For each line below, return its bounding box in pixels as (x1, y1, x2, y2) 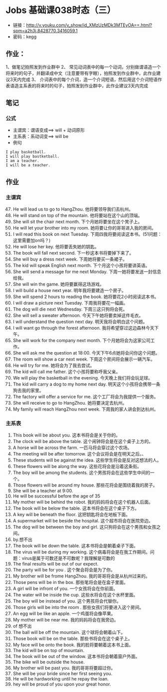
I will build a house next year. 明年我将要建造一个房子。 (12, 287, 127, 293)
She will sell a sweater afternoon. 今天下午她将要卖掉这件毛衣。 (12, 312, 144, 318)
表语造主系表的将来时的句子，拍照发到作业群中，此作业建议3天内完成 (5, 82, 149, 88)
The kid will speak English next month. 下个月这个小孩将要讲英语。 (12, 262, 150, 268)
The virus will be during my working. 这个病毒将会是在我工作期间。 (12, 549, 150, 555)
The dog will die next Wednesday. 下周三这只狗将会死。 (12, 306, 128, 312)
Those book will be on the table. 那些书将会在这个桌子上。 (12, 635, 133, 641)
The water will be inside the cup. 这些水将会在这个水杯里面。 (12, 592, 138, 598)
